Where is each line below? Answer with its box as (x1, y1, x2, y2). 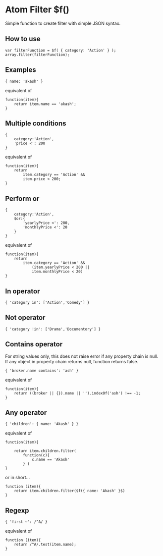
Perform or (5, 194, 40, 203)
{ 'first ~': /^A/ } (5, 519, 48, 524)
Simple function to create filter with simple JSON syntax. (5, 20, 121, 26)
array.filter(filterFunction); (5, 52, 70, 57)
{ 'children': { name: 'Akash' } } (5, 422, 79, 427)
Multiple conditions (5, 119, 66, 127)
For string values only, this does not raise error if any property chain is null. (5, 353, 159, 359)
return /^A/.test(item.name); (14, 542, 77, 547)
